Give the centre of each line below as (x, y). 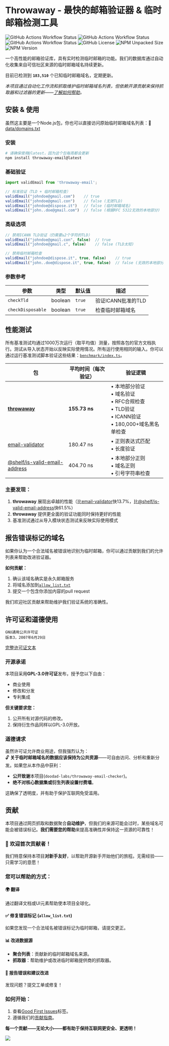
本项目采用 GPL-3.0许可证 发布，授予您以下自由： (56, 674)
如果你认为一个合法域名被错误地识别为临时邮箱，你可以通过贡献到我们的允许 (84, 551)
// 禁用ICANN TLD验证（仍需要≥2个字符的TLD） (49, 235)
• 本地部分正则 (128, 458)
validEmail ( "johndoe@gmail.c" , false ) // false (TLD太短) (70, 244)
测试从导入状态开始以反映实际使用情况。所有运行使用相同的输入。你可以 (89, 349)
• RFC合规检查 (128, 401)
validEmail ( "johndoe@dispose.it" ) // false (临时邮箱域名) (68, 206)
